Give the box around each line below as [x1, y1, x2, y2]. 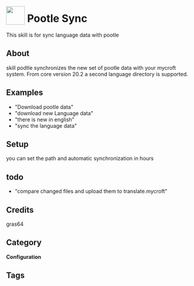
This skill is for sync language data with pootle [6, 31, 119, 38]
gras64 [6, 220, 24, 227]
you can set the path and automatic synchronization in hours [6, 155, 154, 162]
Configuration [6, 253, 41, 260]
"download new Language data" [14, 109, 93, 116]
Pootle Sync [27, 12, 88, 25]
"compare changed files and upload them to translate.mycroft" [14, 188, 167, 195]
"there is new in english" [14, 116, 75, 123]
